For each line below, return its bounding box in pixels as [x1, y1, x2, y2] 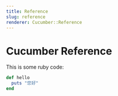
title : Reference [6, 8, 48, 15]
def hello [6, 75, 30, 81]
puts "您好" [11, 80, 39, 86]
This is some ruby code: [6, 63, 64, 70]
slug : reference [6, 14, 46, 20]
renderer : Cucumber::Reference [6, 19, 82, 25]
